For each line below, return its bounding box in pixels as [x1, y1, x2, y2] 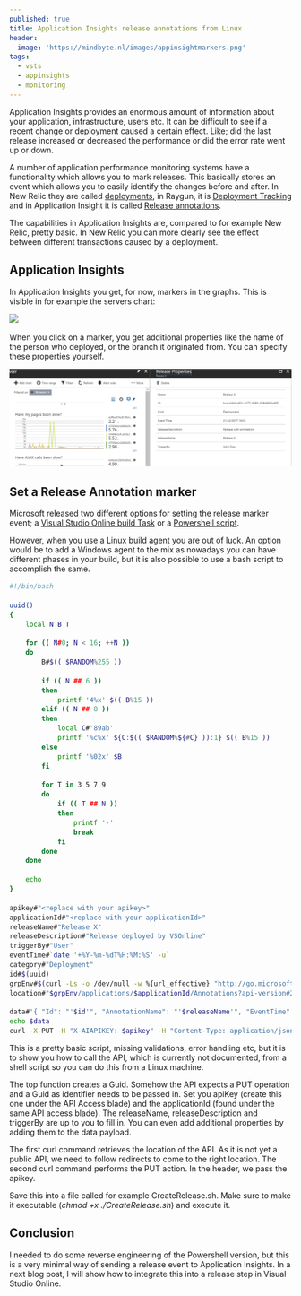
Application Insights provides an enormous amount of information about [9, 106, 275, 117]
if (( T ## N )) [56, 799, 118, 809]
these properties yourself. [9, 351, 105, 361]
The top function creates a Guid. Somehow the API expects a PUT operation [9, 1079, 290, 1090]
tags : [9, 52, 30, 62]
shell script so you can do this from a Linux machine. [9, 1062, 204, 1073]
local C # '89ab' [56, 724, 115, 733]
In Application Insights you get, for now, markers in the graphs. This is [9, 286, 267, 297]
